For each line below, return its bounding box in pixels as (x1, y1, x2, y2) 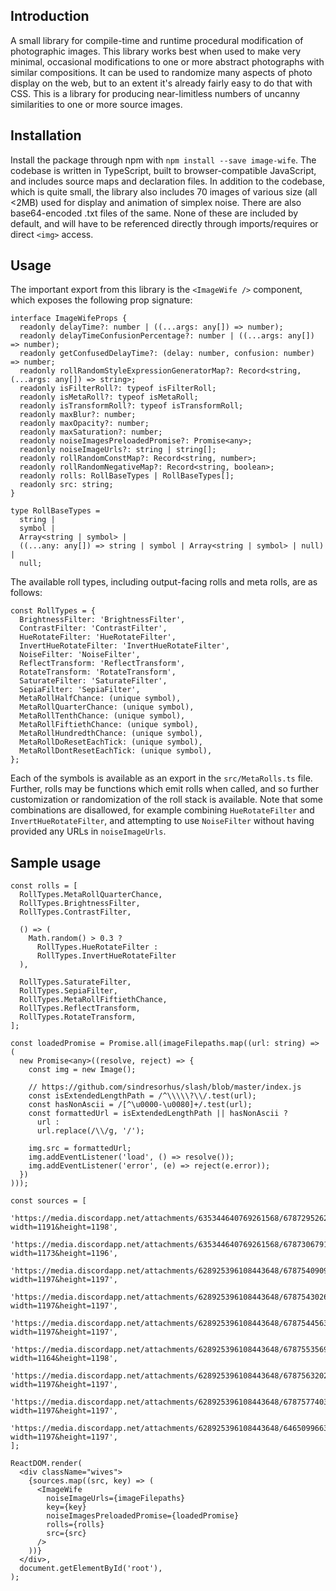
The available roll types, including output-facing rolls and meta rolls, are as (10, 576, 318, 588)
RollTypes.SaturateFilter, (19, 977, 132, 988)
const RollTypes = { (10, 606, 97, 616)
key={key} (46, 1502, 87, 1513)
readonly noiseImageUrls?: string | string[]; (19, 445, 217, 455)
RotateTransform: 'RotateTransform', (19, 667, 177, 678)
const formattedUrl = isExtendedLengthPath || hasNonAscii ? (28, 1109, 288, 1119)
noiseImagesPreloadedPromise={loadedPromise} (46, 1511, 240, 1521)
